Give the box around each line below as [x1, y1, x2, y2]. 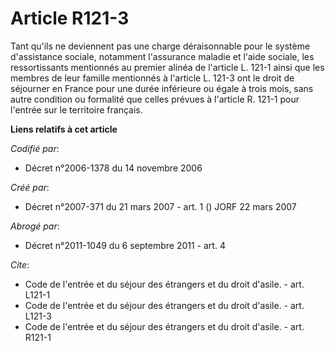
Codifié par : [10, 142, 60, 154]
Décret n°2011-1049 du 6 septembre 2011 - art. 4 [24, 239, 226, 251]
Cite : [10, 258, 30, 271]
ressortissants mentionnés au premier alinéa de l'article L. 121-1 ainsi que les [10, 61, 325, 73]
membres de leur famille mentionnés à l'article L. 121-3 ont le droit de [10, 72, 295, 84]
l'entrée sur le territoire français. [10, 103, 143, 116]
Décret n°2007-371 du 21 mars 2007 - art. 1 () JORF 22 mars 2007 [24, 200, 297, 212]
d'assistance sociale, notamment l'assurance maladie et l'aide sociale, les [10, 50, 315, 62]
